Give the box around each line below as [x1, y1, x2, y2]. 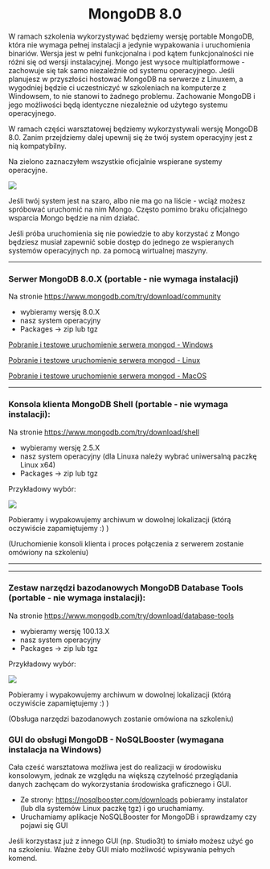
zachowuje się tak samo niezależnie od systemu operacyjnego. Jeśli [8, 65, 235, 75]
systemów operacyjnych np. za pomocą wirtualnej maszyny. [8, 245, 208, 255]
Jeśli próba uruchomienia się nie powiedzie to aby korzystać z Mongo [8, 229, 239, 238]
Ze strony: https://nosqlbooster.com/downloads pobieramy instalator [19, 795, 248, 805]
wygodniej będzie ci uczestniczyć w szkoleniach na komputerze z [8, 82, 227, 93]
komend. [8, 854, 38, 863]
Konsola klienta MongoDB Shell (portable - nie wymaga [8, 399, 229, 410]
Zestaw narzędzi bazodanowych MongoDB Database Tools [8, 583, 243, 594]
